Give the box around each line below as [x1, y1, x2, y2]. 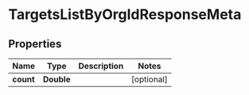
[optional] [130, 74, 169, 85]
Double [42, 74, 71, 85]
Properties [8, 37, 62, 51]
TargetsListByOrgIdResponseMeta [8, 6, 242, 24]
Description [78, 61, 124, 71]
